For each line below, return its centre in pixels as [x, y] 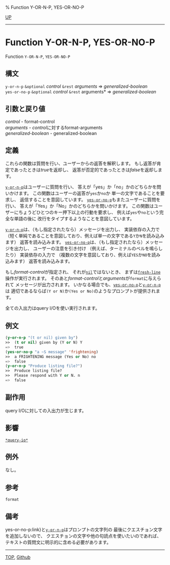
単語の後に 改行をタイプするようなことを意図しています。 [74, 219]
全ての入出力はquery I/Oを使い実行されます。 [53, 308]
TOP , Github [18, 557]
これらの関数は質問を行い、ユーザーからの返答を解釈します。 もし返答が [81, 163]
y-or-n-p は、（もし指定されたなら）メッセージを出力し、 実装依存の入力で [82, 229]
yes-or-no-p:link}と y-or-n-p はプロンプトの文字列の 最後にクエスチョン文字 [84, 529]
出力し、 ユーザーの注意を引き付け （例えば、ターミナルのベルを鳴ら [86, 249]
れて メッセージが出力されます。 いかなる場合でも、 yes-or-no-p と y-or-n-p [83, 285]
